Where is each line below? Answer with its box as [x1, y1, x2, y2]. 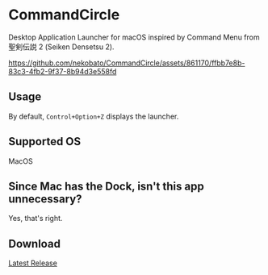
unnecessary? [8, 192, 82, 206]
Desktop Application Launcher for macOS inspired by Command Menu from [8, 32, 260, 42]
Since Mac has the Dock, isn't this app [8, 179, 204, 193]
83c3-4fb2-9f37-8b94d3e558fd [8, 66, 117, 76]
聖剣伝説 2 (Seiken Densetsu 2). [8, 42, 115, 52]
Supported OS [8, 135, 82, 148]
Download [8, 236, 61, 251]
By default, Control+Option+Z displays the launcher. [8, 111, 179, 121]
